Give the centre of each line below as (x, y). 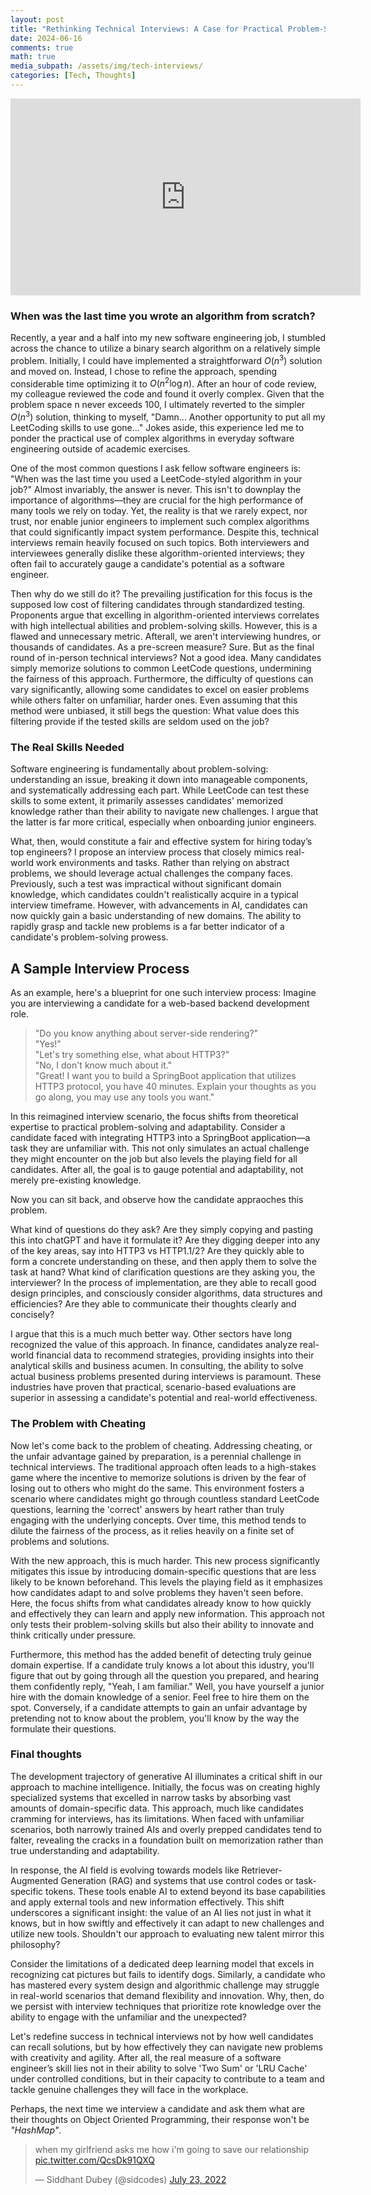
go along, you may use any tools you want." (124, 1097)
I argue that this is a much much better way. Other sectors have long (151, 1334)
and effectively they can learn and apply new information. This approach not (167, 1613)
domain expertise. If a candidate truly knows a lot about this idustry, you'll (162, 1665)
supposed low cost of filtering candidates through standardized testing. (158, 605)
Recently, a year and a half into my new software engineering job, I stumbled (168, 338)
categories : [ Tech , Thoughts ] (73, 76)
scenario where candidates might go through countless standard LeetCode (165, 1498)
